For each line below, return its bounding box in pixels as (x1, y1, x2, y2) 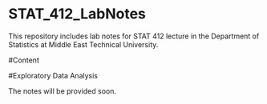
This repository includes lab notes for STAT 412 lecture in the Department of (8, 31, 260, 41)
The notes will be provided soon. (8, 86, 116, 96)
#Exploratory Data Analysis (8, 70, 99, 80)
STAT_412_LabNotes (8, 5, 147, 23)
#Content (8, 55, 40, 65)
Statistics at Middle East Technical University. (8, 39, 159, 49)
